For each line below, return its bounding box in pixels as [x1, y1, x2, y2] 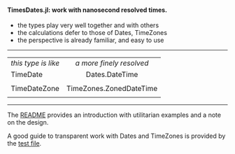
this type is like [10, 58, 60, 68]
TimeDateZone [10, 84, 59, 94]
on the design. [7, 118, 49, 127]
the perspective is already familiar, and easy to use [17, 36, 164, 45]
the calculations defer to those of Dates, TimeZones [17, 29, 168, 37]
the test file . [7, 139, 42, 148]
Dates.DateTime [85, 70, 138, 80]
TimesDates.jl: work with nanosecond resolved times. [7, 6, 168, 14]
